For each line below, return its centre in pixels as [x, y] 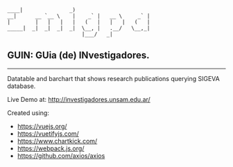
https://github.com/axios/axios [61, 155]
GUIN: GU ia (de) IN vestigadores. [79, 55]
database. [21, 86]
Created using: [28, 113]
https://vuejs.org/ [42, 126]
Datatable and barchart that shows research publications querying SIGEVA [113, 78]
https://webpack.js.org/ [51, 148]
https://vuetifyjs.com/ [48, 133]
